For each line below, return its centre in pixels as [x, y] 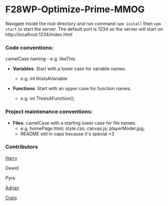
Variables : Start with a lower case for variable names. [69, 69]
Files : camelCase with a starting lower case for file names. [75, 123]
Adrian [12, 188]
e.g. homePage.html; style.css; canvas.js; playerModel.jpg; [82, 128]
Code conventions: [29, 48]
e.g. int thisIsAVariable [44, 79]
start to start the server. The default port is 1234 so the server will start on [84, 29]
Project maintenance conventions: [49, 112]
